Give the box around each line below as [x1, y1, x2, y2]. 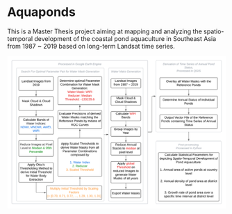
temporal [7, 34, 33, 42]
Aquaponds [7, 4, 76, 20]
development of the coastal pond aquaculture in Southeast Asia [34, 34, 217, 42]
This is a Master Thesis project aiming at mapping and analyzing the [7, 27, 203, 35]
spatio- [204, 27, 224, 35]
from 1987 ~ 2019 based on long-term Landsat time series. [7, 42, 175, 50]
